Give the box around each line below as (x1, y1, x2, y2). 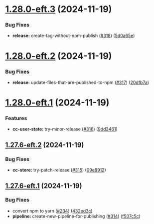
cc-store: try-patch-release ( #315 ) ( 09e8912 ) (12, 167, 106, 173)
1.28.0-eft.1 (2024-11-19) (5, 97, 110, 108)
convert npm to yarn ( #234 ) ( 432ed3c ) (12, 207, 93, 213)
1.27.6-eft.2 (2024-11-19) (5, 140, 84, 149)
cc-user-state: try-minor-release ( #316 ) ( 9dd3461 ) (12, 126, 118, 132)
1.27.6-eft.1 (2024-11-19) (5, 181, 82, 190)
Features (5, 115, 27, 122)
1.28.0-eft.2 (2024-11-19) (5, 50, 112, 61)
